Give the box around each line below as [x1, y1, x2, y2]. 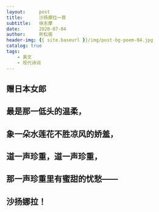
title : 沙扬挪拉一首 [6, 15, 67, 21]
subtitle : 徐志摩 [6, 20, 53, 26]
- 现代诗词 [17, 60, 41, 66]
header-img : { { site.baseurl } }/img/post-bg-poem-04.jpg [6, 37, 154, 43]
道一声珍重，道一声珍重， [6, 151, 102, 162]
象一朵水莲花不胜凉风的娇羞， [6, 129, 118, 139]
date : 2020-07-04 [6, 26, 67, 32]
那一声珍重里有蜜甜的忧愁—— [6, 174, 118, 184]
